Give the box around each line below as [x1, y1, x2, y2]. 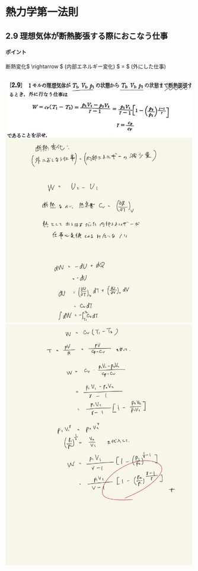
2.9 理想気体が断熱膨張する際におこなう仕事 [5, 31, 168, 41]
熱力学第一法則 [5, 5, 79, 19]
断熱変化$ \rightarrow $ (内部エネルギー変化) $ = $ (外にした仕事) [5, 63, 167, 70]
